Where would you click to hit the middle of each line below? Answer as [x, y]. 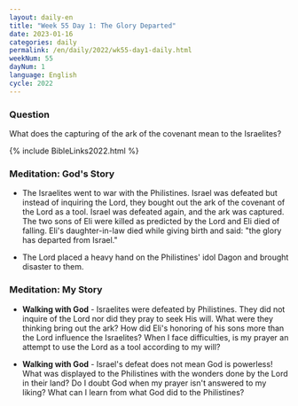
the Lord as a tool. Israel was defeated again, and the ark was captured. [153, 212]
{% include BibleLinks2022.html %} [74, 151]
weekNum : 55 [31, 59]
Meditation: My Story [56, 290]
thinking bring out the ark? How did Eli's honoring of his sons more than [153, 328]
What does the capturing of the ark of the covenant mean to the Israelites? [145, 133]
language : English [43, 75]
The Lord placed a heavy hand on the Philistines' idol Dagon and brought [155, 257]
